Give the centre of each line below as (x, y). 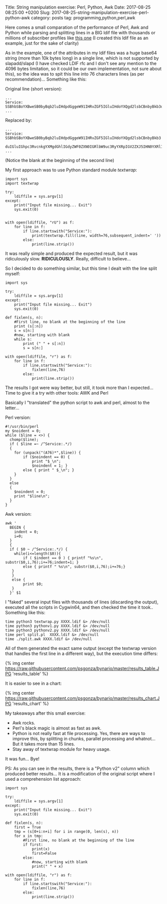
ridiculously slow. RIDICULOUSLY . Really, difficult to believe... (68, 259)
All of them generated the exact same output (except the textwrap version (81, 648)
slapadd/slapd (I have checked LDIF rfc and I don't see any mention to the (81, 63)
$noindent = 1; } (50, 466)
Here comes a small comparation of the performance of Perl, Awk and (77, 27)
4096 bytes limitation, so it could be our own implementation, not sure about (83, 69)
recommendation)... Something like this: (46, 79)
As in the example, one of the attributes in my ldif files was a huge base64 (81, 53)
